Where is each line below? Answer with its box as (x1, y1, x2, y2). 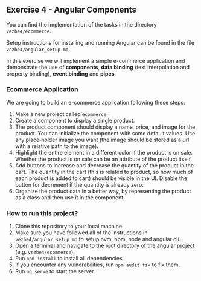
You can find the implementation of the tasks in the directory (6, 21, 157, 28)
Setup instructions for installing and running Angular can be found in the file (6, 39, 195, 46)
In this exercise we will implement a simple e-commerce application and (6, 57, 185, 64)
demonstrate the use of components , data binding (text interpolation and (6, 63, 190, 71)
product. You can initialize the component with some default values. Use (14, 130, 196, 137)
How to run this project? (6, 209, 78, 218)
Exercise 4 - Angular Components (6, 5, 137, 15)
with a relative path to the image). (14, 143, 98, 150)
